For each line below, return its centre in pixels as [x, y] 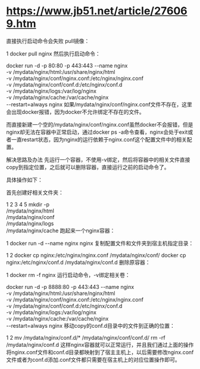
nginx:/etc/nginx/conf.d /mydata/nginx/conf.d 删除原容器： [78, 262]
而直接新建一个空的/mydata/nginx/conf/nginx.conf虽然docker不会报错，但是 [100, 124]
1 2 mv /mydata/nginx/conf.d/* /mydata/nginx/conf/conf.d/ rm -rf [86, 337]
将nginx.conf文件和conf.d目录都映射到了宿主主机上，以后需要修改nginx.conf [100, 352]
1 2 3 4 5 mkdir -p [28, 204]
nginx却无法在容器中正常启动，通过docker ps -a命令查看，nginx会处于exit [97, 132]
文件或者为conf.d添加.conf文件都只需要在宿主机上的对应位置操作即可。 [93, 359]
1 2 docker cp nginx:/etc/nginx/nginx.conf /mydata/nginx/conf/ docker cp [96, 255]
